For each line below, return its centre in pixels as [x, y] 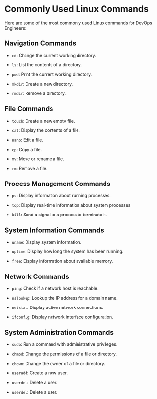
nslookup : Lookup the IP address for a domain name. [65, 298]
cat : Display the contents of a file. [46, 130]
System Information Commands [54, 230]
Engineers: [15, 28]
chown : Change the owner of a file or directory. [58, 363]
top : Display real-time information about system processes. [72, 205]
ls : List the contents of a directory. [47, 64]
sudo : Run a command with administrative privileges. [65, 344]
